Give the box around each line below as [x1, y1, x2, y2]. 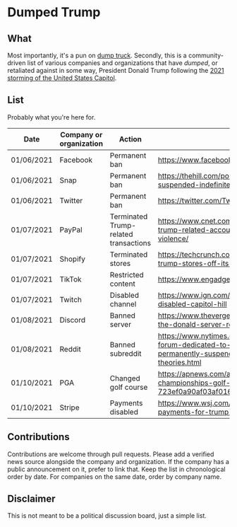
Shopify [59, 254, 86, 264]
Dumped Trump [7, 4, 101, 21]
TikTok [59, 274, 83, 284]
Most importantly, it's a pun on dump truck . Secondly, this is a [7, 51, 187, 59]
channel [109, 299, 137, 308]
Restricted [109, 270, 145, 279]
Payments [109, 398, 143, 407]
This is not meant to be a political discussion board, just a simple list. [7, 511, 207, 520]
